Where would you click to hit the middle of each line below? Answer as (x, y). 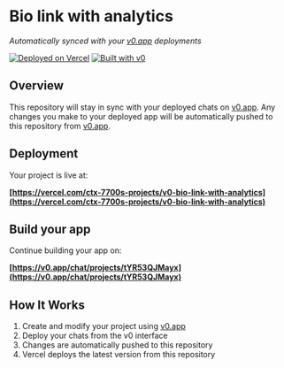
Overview (37, 86)
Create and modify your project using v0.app (104, 326)
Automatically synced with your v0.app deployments (105, 41)
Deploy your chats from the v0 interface (95, 336)
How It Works (47, 305)
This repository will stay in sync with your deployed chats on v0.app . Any (142, 107)
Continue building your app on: (65, 250)
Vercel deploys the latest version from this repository (119, 355)
